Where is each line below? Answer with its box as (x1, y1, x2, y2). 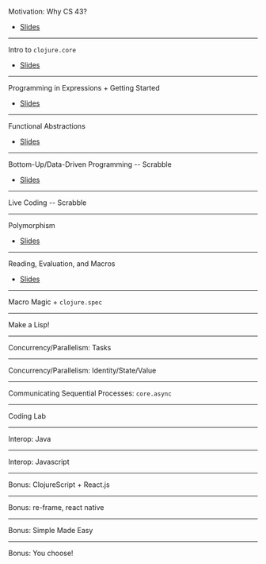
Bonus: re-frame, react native (8, 503, 104, 512)
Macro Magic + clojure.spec (8, 297, 103, 307)
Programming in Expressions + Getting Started (8, 83, 160, 92)
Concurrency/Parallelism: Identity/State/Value (8, 365, 157, 375)
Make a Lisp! (8, 320, 50, 329)
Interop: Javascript (8, 457, 70, 466)
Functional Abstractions (8, 122, 85, 130)
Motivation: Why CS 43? (8, 7, 87, 16)
